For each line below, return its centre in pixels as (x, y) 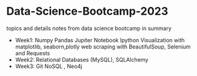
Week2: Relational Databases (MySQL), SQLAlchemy (82, 59)
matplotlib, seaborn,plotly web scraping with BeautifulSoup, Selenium (103, 47)
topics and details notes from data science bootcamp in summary (89, 28)
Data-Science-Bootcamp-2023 (87, 11)
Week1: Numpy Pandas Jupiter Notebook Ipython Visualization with (100, 40)
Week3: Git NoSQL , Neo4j (49, 66)
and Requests (32, 53)
